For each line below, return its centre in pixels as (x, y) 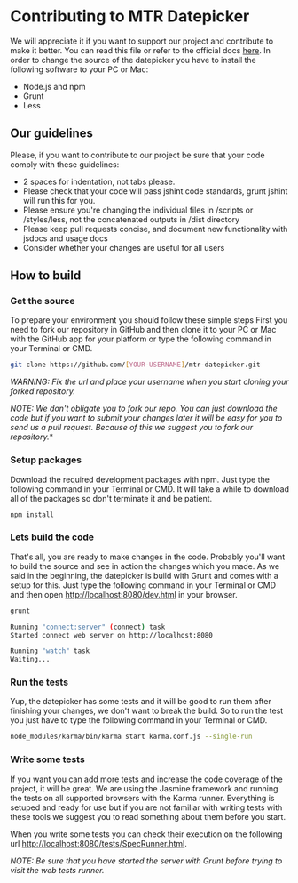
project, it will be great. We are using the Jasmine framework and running (144, 788)
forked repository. (43, 391)
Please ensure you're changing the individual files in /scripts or (138, 210)
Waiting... (30, 660)
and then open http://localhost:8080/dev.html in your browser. (124, 594)
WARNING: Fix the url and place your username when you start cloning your (149, 382)
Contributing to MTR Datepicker (130, 16)
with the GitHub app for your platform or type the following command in (141, 339)
